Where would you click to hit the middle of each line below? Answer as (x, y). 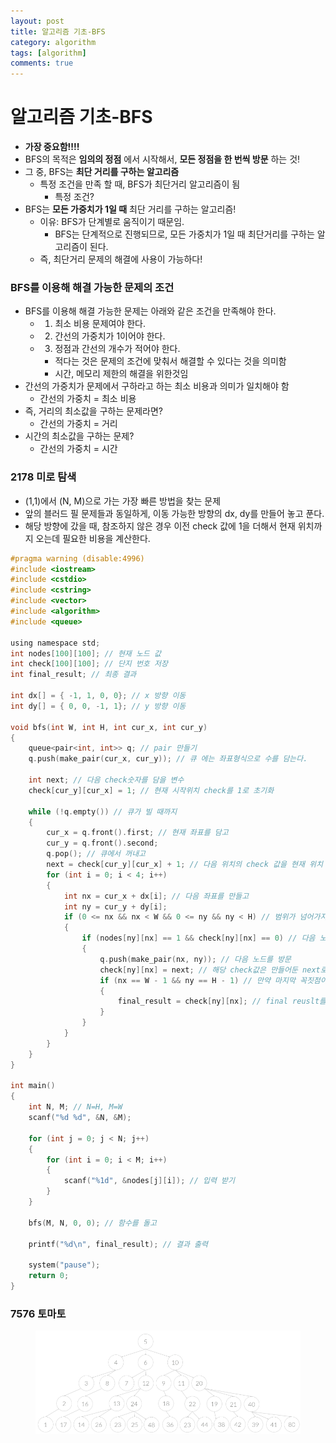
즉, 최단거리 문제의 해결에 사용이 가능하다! (121, 259)
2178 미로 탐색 (43, 477)
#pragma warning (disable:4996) (77, 558)
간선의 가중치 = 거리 (78, 424)
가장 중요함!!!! (52, 147)
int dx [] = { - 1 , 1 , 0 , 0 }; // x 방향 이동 (98, 696)
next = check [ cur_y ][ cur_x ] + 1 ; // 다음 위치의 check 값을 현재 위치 (184, 865)
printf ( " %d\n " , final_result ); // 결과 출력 (118, 1244)
